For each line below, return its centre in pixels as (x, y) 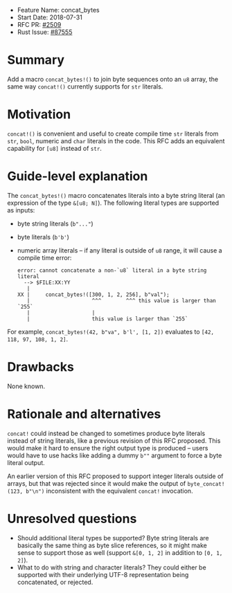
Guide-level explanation (78, 176)
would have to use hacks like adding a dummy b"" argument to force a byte (115, 455)
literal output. (26, 462)
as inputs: (21, 210)
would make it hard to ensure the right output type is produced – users (108, 448)
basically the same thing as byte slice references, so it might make (112, 545)
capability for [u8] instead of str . (55, 148)
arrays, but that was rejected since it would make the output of (97, 483)
